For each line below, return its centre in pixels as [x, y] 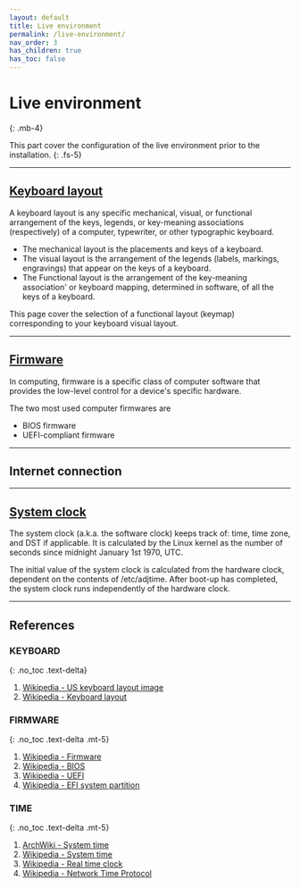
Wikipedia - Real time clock [72, 864]
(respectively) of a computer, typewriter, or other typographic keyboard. [142, 231]
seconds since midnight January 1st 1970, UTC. [96, 552]
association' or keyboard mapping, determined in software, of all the [148, 287]
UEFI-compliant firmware [68, 435]
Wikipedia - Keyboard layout [75, 697]
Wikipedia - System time [67, 855]
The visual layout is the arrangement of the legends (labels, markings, [150, 258]
